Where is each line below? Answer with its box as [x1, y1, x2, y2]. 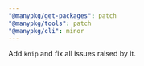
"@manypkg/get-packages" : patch [8, 11, 117, 20]
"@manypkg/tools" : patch [8, 19, 92, 27]
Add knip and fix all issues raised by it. [8, 49, 137, 59]
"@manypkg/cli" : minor [8, 27, 84, 35]
